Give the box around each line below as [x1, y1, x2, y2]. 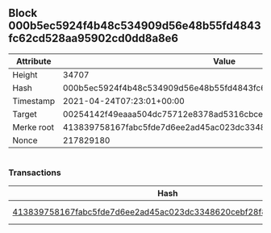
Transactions [8, 167, 62, 178]
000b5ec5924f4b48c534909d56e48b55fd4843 [8, 19, 261, 33]
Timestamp [12, 95, 56, 106]
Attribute [15, 56, 52, 67]
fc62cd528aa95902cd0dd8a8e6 [8, 31, 179, 45]
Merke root [12, 121, 55, 132]
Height [12, 69, 38, 80]
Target [12, 108, 38, 119]
